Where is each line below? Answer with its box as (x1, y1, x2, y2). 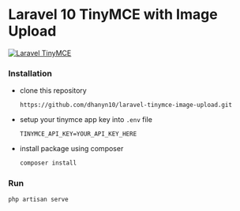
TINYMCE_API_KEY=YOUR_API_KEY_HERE (19, 130, 137, 139)
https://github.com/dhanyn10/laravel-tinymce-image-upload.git (19, 101, 233, 109)
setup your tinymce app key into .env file (19, 115, 152, 124)
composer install (19, 159, 77, 167)
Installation (8, 68, 53, 79)
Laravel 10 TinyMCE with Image (8, 6, 219, 24)
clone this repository (19, 86, 87, 95)
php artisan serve (8, 195, 69, 204)
